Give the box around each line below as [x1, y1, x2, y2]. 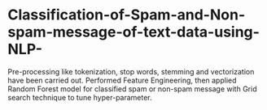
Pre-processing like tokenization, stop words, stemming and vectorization [7, 66, 255, 76]
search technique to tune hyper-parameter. [7, 92, 152, 102]
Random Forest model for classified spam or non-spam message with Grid [7, 83, 257, 94]
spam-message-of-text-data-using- [7, 23, 260, 41]
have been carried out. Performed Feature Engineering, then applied [7, 75, 237, 85]
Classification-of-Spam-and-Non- [7, 6, 246, 24]
